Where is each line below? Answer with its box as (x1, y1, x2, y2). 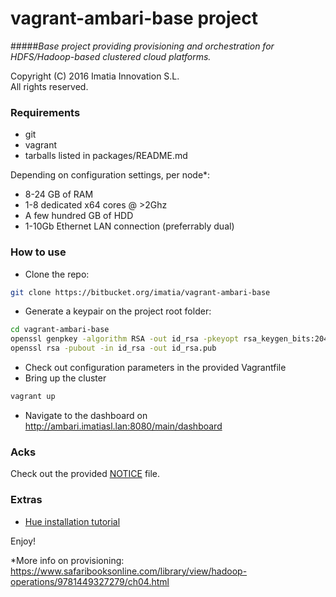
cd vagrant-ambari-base (10, 325, 110, 335)
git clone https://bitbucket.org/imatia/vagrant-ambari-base (10, 287, 271, 297)
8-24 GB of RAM (24, 188, 94, 201)
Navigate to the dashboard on (24, 409, 148, 421)
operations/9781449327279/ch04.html (10, 575, 170, 587)
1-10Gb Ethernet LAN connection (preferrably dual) (24, 220, 235, 232)
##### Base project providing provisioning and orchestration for (10, 40, 275, 52)
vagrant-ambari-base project (10, 7, 258, 30)
